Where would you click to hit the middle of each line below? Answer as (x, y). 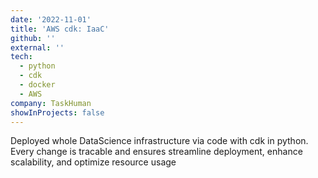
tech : (21, 57)
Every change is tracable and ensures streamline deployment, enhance (156, 152)
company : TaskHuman (51, 103)
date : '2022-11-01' (51, 19)
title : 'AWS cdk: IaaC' (60, 29)
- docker (37, 85)
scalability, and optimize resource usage (93, 162)
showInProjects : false (57, 112)
